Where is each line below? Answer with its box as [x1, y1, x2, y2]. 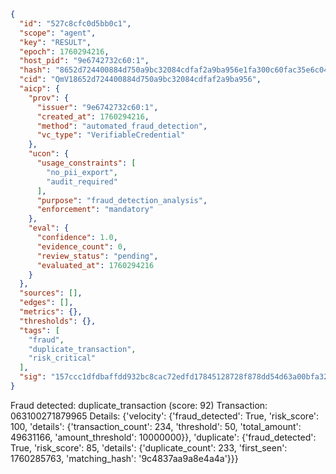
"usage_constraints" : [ [36, 158, 137, 168]
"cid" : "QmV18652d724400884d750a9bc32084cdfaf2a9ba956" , [19, 75, 262, 85]
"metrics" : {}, [19, 307, 83, 317]
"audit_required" [46, 176, 118, 187]
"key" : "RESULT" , [19, 37, 92, 47]
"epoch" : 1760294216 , [19, 46, 110, 57]
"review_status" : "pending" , [36, 251, 159, 261]
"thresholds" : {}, [19, 316, 97, 326]
